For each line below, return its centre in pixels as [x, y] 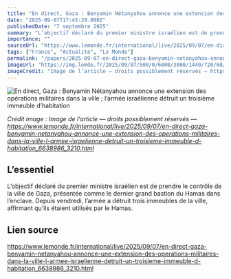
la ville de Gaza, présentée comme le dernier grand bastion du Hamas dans [114, 194]
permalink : [23, 59]
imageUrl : [21, 65]
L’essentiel [31, 169]
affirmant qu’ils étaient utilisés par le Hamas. [70, 208]
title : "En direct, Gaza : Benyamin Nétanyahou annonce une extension [110, 13]
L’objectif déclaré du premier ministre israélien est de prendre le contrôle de [114, 186]
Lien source [33, 230]
